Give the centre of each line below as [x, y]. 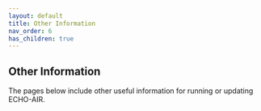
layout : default [36, 16]
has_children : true [41, 38]
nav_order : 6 [30, 31]
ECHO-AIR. [27, 100]
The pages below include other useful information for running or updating [131, 91]
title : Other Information [52, 23]
